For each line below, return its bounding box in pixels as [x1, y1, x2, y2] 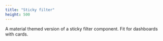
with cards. [5, 31, 29, 37]
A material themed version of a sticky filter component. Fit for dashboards [5, 25, 158, 31]
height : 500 [5, 12, 30, 17]
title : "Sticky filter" [5, 7, 55, 12]
